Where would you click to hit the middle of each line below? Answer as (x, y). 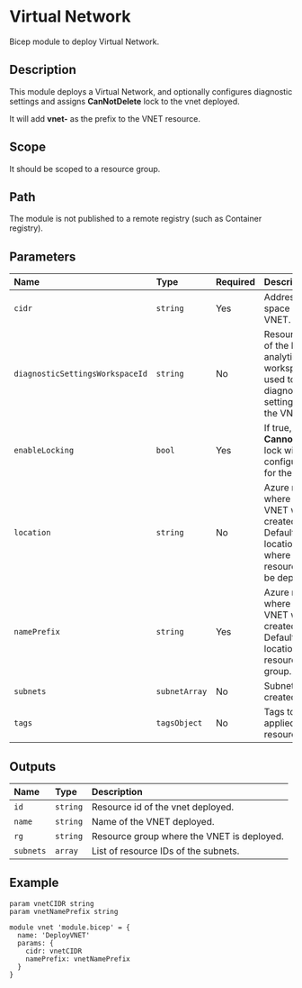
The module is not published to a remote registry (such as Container (136, 219)
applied (280, 723)
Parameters (43, 256)
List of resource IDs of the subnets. (165, 851)
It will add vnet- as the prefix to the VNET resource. (105, 118)
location (32, 533)
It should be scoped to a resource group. (85, 169)
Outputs (33, 767)
